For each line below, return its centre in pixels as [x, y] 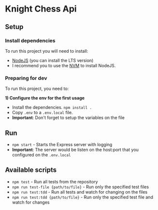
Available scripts [31, 170]
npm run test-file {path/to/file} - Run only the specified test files [80, 187]
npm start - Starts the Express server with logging [62, 144]
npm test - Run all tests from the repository [55, 181]
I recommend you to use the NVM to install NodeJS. [64, 65]
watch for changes [31, 202]
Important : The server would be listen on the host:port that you [75, 150]
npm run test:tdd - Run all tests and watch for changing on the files [80, 192]
